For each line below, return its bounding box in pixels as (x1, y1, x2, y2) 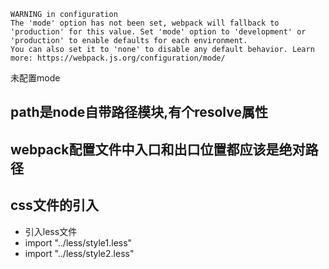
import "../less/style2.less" (24, 247, 135, 259)
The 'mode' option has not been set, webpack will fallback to (10, 18, 280, 28)
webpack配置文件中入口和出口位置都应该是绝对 (10, 141, 306, 158)
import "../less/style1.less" (24, 236, 133, 249)
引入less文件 (24, 225, 78, 237)
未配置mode (10, 72, 61, 84)
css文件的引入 (10, 197, 99, 214)
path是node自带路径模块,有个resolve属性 (10, 104, 268, 121)
